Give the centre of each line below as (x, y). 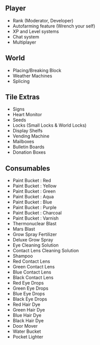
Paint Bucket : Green (34, 191)
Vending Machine (31, 136)
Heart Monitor (27, 115)
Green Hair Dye (29, 310)
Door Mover (25, 326)
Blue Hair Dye (27, 315)
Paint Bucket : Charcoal (37, 213)
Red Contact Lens (31, 261)
